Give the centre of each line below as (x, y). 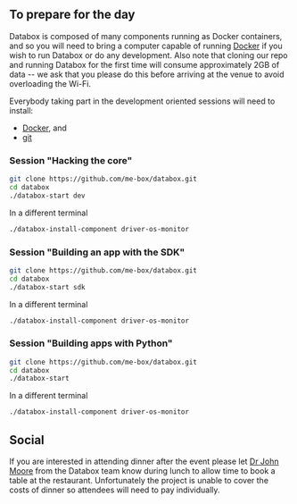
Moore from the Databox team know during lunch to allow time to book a (142, 471)
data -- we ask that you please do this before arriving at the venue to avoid (147, 74)
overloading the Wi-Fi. (50, 83)
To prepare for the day (72, 15)
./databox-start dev (48, 196)
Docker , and (44, 128)
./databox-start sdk (48, 287)
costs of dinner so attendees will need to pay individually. (115, 490)
